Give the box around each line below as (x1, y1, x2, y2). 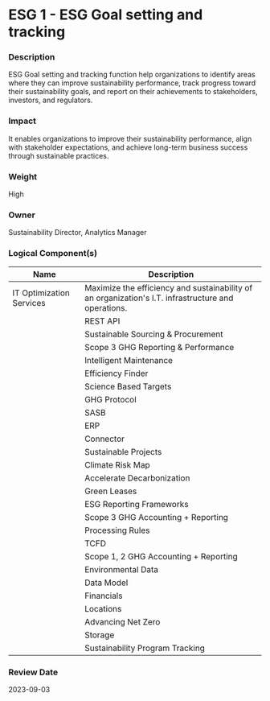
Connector (84, 433, 125, 444)
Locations (84, 603, 122, 614)
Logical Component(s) (8, 248, 98, 259)
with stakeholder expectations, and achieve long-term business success (8, 142, 248, 152)
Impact (8, 115, 37, 126)
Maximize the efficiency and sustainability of (84, 282, 253, 293)
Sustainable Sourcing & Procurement (84, 328, 223, 340)
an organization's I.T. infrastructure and (84, 292, 234, 303)
